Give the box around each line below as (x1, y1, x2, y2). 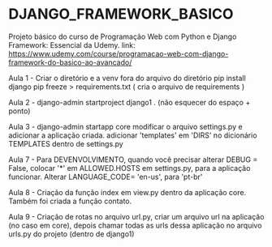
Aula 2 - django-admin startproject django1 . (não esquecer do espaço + (8, 97, 251, 107)
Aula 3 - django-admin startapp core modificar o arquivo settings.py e (8, 121, 243, 131)
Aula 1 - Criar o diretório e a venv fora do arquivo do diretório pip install (8, 73, 246, 83)
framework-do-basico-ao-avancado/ (8, 57, 132, 67)
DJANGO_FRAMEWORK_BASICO (8, 5, 234, 23)
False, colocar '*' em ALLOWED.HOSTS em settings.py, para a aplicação (8, 163, 251, 172)
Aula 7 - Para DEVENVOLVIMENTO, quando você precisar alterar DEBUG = (8, 155, 258, 164)
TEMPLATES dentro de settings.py (8, 138, 123, 148)
